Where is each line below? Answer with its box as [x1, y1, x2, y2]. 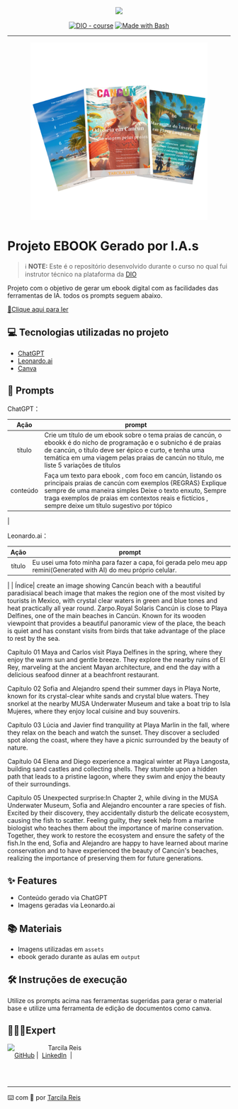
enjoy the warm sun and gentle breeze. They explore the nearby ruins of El [7, 656, 225, 664]
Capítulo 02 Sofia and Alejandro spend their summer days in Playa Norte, [7, 684, 221, 693]
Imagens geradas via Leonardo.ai [17, 901, 115, 909]
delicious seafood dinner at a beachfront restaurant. [7, 671, 159, 679]
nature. [7, 743, 28, 752]
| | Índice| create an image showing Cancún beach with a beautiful [7, 581, 201, 590]
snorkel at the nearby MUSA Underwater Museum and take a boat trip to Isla [7, 700, 231, 708]
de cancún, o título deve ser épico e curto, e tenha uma [44, 446, 205, 455]
